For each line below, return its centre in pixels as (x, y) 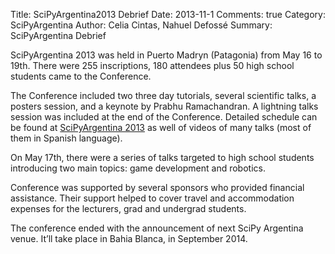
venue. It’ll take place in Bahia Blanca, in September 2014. (129, 238)
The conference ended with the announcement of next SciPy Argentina (157, 228)
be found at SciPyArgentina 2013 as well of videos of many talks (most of (161, 127)
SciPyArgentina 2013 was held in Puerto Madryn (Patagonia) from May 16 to (166, 55)
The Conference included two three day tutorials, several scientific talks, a (163, 95)
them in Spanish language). (66, 138)
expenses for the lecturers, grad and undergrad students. (128, 208)
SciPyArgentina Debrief (58, 35)
